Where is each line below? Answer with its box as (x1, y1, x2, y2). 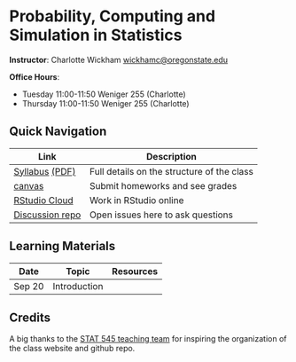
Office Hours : (9, 71, 60, 82)
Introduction (52, 279, 104, 292)
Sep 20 (13, 279, 44, 292)
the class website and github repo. (9, 343, 136, 354)
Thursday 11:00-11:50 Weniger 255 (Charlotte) (21, 98, 190, 108)
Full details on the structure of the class (90, 165, 254, 177)
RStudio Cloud (13, 193, 74, 206)
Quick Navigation (9, 124, 107, 139)
